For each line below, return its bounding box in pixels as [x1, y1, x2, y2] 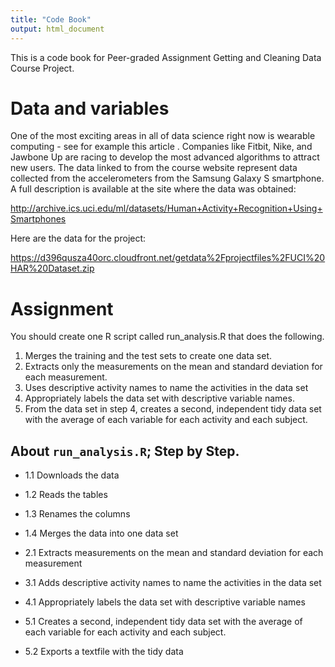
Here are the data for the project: [10, 232, 147, 245]
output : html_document [10, 24, 105, 34]
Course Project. [10, 62, 75, 74]
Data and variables [10, 97, 170, 120]
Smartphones [10, 213, 67, 225]
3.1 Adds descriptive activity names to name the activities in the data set [24, 577, 322, 589]
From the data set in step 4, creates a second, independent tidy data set [24, 403, 322, 415]
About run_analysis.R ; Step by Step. [10, 442, 240, 460]
